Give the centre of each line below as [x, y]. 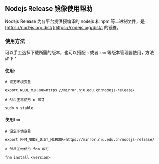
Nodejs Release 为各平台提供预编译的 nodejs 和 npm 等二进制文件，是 [75, 21]
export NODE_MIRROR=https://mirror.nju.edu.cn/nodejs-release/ [70, 90]
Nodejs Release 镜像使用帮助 [49, 9]
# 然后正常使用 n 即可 [25, 100]
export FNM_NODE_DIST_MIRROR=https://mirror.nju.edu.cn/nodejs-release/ [80, 139]
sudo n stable [19, 108]
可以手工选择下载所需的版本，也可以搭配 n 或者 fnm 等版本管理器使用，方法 [79, 53]
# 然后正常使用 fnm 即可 [27, 149]
